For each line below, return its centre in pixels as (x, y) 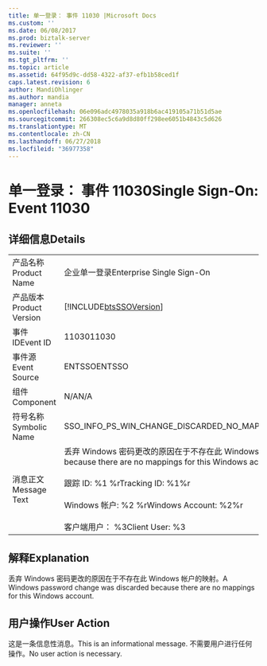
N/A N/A (78, 396)
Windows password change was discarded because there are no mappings (132, 588)
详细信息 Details (47, 239)
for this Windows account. (51, 596)
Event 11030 (49, 208)
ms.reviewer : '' (35, 45)
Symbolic (30, 427)
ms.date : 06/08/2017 (43, 30)
